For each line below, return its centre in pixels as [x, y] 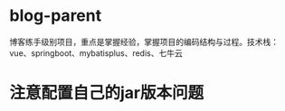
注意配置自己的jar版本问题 [107, 93]
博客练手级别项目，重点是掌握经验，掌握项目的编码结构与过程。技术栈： [144, 42]
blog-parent [56, 16]
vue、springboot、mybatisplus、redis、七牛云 [96, 53]
